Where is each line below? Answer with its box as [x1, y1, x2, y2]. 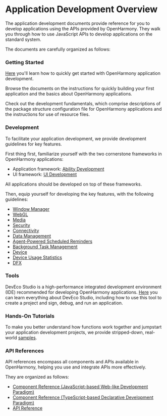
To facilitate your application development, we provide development [5, 135, 146, 142]
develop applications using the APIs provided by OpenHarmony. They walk [5, 25, 160, 31]
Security [12, 222, 30, 228]
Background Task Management [12, 244, 78, 250]
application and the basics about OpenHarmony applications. [5, 91, 133, 97]
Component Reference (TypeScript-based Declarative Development [12, 394, 154, 400]
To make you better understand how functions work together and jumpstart [5, 324, 162, 330]
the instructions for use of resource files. [5, 111, 90, 117]
